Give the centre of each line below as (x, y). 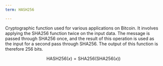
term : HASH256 (20, 10)
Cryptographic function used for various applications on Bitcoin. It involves (82, 28)
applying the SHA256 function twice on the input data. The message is (78, 33)
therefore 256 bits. (24, 49)
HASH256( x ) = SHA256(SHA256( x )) (83, 58)
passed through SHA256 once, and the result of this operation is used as (80, 38)
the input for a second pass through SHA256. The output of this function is (81, 44)
